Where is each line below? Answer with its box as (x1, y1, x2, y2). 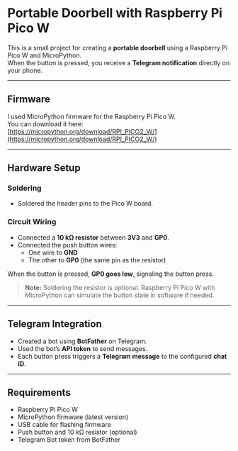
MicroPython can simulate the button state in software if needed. (24, 291, 215, 299)
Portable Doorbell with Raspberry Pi (7, 5, 223, 21)
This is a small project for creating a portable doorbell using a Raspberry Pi (7, 43, 228, 52)
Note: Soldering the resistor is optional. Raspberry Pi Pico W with (24, 283, 215, 291)
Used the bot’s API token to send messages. (17, 344, 148, 352)
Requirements (7, 386, 71, 399)
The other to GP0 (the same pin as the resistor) (28, 255, 166, 264)
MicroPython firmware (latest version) (17, 413, 129, 421)
